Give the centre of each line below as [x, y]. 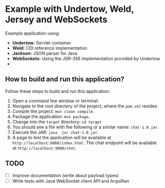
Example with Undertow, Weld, [70, 9]
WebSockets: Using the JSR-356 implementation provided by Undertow [86, 58]
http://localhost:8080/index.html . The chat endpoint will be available [84, 143]
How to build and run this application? [65, 79]
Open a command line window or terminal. [55, 101]
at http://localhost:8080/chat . [44, 148]
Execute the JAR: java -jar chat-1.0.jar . [55, 132]
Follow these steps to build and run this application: [58, 91]
